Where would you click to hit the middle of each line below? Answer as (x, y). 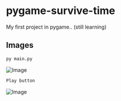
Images (20, 45)
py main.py (19, 59)
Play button (20, 81)
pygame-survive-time (61, 11)
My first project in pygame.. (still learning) (56, 27)
